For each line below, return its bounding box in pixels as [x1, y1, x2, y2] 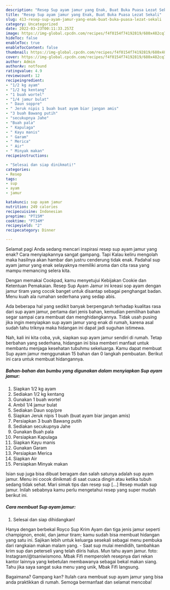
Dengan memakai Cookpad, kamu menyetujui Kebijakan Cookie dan [6, 278, 147, 283]
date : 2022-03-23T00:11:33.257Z [6, 26, 74, 31]
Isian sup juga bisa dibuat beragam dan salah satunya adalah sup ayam [6, 471, 154, 477]
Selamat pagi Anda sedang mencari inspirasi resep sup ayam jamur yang [6, 246, 157, 252]
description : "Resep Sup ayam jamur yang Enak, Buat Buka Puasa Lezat [6, 7, 157, 13]
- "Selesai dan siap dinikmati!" [6, 162, 76, 167]
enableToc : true [6, 40, 40, 46]
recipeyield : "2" [6, 223, 42, 228]
